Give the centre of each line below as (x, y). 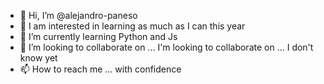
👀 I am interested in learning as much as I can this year (132, 26)
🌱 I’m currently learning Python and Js (98, 36)
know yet (38, 58)
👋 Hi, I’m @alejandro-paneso (78, 15)
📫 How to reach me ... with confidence (100, 69)
